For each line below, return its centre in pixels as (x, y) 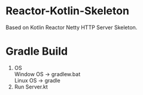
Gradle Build (37, 51)
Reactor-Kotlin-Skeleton (68, 11)
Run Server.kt (31, 87)
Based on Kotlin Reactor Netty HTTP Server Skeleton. (71, 27)
